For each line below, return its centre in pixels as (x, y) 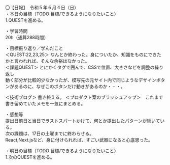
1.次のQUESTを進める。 (30, 157)
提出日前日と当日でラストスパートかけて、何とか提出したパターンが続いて (83, 121)
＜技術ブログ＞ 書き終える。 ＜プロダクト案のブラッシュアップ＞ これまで (84, 97)
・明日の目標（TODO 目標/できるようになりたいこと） (62, 151)
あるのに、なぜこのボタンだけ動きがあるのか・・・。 (70, 86)
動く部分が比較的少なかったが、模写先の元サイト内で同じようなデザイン (81, 80)
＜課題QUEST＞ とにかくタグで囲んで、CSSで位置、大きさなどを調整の (80, 67)
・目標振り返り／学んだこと (34, 48)
